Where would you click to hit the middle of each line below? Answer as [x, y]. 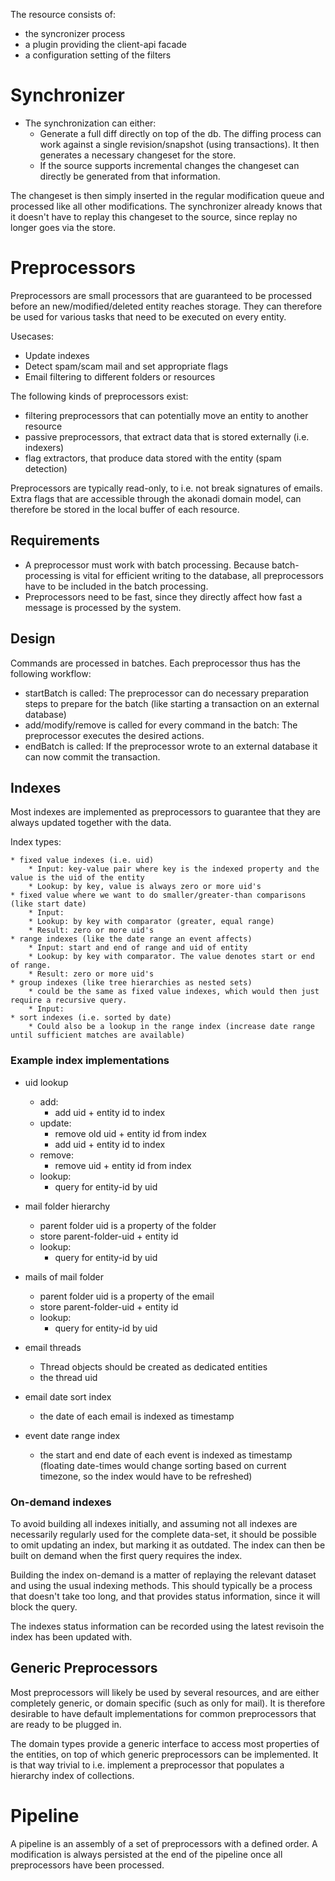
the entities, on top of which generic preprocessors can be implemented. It [164, 1754]
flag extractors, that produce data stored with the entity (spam [153, 458]
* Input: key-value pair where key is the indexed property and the [174, 869]
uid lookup [46, 1082]
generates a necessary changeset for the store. [138, 155]
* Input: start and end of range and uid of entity [138, 948]
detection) [46, 468]
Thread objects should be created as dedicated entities [153, 1366]
